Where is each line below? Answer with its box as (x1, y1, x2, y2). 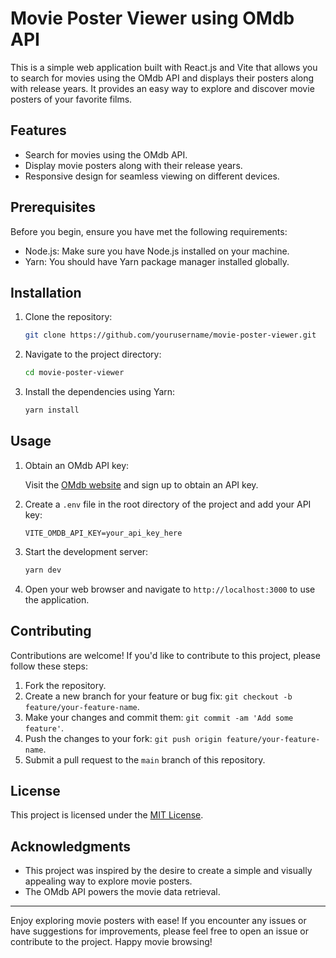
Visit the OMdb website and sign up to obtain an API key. (24, 478, 259, 491)
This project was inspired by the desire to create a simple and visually (24, 865, 313, 877)
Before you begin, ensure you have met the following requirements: (10, 225, 288, 237)
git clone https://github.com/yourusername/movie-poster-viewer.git (24, 330, 317, 341)
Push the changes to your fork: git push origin (24, 732, 223, 744)
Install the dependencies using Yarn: (24, 386, 176, 398)
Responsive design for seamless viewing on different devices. (24, 170, 280, 182)
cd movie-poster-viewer (24, 368, 125, 378)
